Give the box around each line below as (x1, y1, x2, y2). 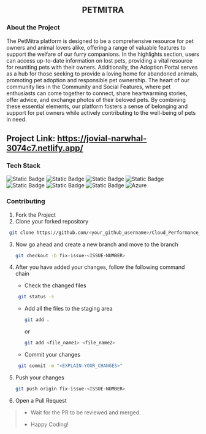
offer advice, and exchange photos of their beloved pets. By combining (6, 96, 186, 103)
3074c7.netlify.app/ (6, 143, 84, 153)
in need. (6, 115, 27, 123)
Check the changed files (24, 282, 87, 289)
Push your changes (15, 374, 64, 381)
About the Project (6, 23, 60, 32)
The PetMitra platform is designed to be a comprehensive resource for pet (6, 37, 194, 45)
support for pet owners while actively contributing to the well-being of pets (6, 109, 196, 116)
